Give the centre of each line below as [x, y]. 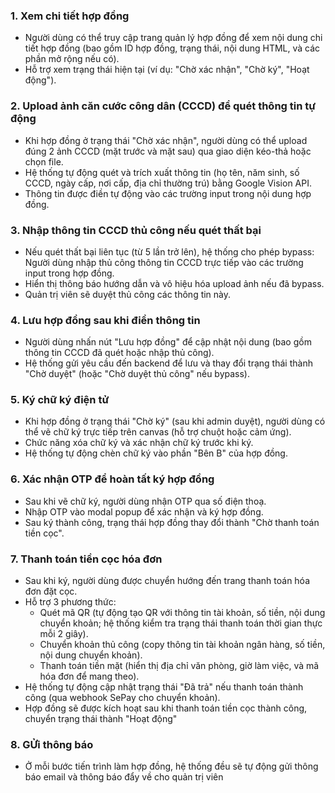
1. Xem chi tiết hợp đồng [70, 16]
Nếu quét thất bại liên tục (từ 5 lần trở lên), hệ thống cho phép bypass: [169, 251]
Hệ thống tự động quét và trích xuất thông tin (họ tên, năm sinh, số [162, 172]
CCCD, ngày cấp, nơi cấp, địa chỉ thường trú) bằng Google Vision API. [168, 183]
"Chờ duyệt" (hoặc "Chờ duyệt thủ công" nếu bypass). [137, 374]
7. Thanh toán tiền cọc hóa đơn [86, 559]
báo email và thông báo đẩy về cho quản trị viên [124, 777]
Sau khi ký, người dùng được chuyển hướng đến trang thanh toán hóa [167, 581]
